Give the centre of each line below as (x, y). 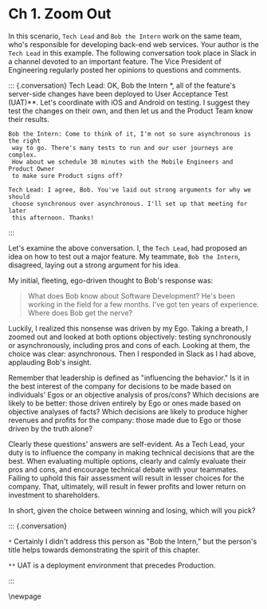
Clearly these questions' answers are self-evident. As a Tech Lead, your (127, 444)
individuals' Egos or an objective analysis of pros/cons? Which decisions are (134, 394)
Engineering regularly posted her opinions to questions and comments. (125, 69)
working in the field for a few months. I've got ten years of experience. (143, 304)
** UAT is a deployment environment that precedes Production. (112, 565)
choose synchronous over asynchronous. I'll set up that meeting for (130, 204)
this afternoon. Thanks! (53, 217)
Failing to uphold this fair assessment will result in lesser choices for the (126, 478)
